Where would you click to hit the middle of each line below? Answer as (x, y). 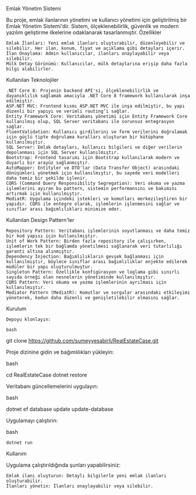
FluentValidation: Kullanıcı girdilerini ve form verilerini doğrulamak (97, 132)
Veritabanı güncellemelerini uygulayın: (52, 386)
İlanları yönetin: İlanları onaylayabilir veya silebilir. (80, 486)
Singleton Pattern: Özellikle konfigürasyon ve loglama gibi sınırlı (93, 272)
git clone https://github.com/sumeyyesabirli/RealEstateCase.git (82, 340)
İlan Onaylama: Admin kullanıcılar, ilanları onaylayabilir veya (87, 54)
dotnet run (19, 443)
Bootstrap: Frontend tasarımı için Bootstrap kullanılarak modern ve (93, 158)
